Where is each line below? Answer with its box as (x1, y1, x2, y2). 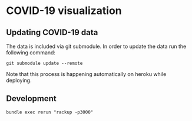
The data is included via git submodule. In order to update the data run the (6, 43, 187, 50)
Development (6, 94, 57, 103)
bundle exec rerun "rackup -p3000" (6, 109, 94, 115)
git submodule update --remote (6, 60, 83, 66)
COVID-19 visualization (6, 4, 122, 18)
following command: (6, 49, 56, 56)
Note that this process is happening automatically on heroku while (6, 71, 167, 77)
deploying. (6, 77, 32, 84)
